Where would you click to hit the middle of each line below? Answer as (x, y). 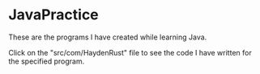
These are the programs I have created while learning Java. (108, 37)
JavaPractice (53, 15)
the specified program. (47, 61)
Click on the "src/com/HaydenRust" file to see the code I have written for (130, 52)
